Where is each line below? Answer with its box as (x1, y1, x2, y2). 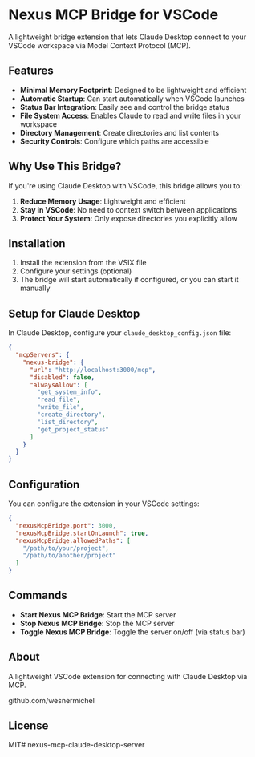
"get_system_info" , (37, 388, 103, 396)
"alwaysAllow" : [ (29, 381, 88, 389)
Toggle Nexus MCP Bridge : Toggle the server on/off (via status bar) (19, 627, 246, 637)
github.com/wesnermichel (8, 695, 95, 705)
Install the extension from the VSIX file (19, 258, 147, 268)
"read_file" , (37, 395, 81, 404)
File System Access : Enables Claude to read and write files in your (19, 111, 241, 120)
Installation (8, 237, 66, 250)
